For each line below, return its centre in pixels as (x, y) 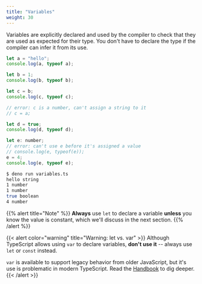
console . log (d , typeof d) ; (40, 130)
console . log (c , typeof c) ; (40, 97)
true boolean (23, 196)
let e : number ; (25, 141)
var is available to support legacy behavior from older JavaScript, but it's (96, 262)
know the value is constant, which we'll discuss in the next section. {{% (95, 220)
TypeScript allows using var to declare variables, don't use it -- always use (99, 244)
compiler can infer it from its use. (47, 47)
